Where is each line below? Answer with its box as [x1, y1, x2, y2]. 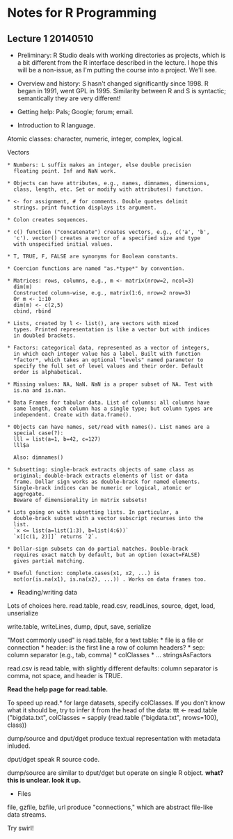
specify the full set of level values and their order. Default [13, 363, 204, 370]
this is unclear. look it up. [7, 776, 81, 784]
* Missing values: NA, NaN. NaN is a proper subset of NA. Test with [7, 381, 214, 388]
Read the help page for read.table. [7, 685, 109, 693]
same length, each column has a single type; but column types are [13, 405, 214, 412]
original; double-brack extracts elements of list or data [13, 472, 188, 479]
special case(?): [13, 430, 64, 437]
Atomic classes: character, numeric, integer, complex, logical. [7, 134, 183, 143]
